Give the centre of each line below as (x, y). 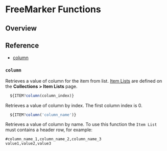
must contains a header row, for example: (49, 130)
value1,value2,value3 (28, 144)
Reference (22, 45)
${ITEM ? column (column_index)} (42, 95)
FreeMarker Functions (53, 9)
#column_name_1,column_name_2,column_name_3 (53, 139)
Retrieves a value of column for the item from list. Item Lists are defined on (84, 81)
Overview (21, 28)
